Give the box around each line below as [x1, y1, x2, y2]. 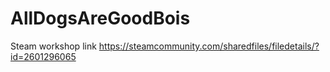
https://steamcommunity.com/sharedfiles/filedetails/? [98, 40, 320, 52]
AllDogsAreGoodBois [10, 7, 191, 30]
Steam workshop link [10, 40, 97, 52]
